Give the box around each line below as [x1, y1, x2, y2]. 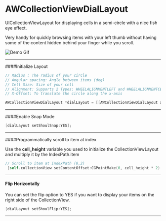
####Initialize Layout [5, 63, 48, 69]
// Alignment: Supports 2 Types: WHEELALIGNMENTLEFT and [5, 87, 125, 92]
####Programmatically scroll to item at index [5, 137, 97, 143]
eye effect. [5, 25, 27, 31]
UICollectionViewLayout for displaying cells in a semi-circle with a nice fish [5, 20, 158, 26]
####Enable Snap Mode [5, 114, 55, 120]
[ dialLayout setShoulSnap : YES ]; [5, 123, 72, 128]
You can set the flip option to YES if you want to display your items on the [5, 192, 155, 198]
